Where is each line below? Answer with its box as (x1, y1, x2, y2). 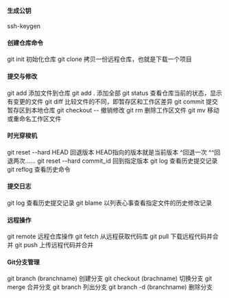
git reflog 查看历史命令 (7, 165, 71, 173)
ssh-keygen (7, 22, 41, 30)
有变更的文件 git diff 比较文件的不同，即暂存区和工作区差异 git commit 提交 (7, 97, 218, 106)
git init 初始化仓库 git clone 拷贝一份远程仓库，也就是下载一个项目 (7, 55, 192, 63)
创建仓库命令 (7, 38, 43, 47)
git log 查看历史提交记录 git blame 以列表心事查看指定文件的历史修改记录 (7, 199, 213, 207)
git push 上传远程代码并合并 (14, 241, 94, 249)
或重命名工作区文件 (7, 114, 62, 123)
